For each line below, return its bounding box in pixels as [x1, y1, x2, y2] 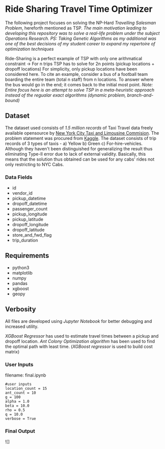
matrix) [5, 348, 20, 354]
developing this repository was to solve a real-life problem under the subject [5, 30, 160, 36]
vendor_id [12, 190, 33, 196]
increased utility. [5, 323, 39, 329]
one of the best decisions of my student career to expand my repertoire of [5, 40, 156, 46]
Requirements [5, 251, 49, 260]
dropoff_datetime [12, 201, 48, 207]
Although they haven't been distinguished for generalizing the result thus [5, 145, 153, 151]
